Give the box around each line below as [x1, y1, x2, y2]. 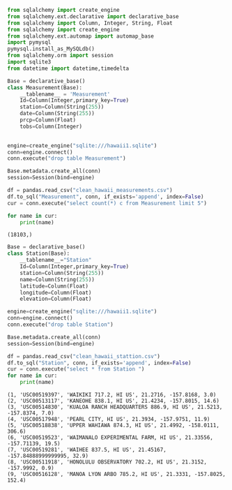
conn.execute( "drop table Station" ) [7, 321, 114, 328]
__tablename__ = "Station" [20, 257, 92, 264]
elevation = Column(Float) [20, 295, 92, 303]
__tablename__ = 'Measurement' [20, 91, 111, 98]
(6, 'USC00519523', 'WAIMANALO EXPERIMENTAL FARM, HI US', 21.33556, [7, 434, 214, 441]
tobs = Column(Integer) [20, 123, 82, 130]
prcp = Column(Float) [20, 117, 77, 124]
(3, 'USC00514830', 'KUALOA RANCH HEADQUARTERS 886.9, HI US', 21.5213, [7, 403, 223, 410]
